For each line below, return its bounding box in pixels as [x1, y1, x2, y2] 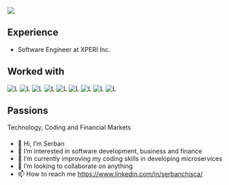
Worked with [7, 65, 65, 77]
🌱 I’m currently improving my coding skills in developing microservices [17, 155, 223, 163]
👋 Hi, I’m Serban [17, 139, 65, 148]
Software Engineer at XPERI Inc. [17, 45, 111, 53]
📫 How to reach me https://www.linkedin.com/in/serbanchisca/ [17, 170, 203, 179]
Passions [7, 105, 49, 117]
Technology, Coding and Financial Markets [7, 123, 132, 132]
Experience [7, 27, 58, 39]
